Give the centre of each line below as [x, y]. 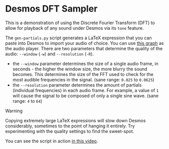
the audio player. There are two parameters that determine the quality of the [84, 48]
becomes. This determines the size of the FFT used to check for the [83, 74]
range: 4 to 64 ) [27, 101]
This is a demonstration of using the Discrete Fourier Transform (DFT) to [80, 23]
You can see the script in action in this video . [52, 141]
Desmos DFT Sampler [52, 9]
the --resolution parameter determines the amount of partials [77, 85]
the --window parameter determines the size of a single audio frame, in [85, 63]
